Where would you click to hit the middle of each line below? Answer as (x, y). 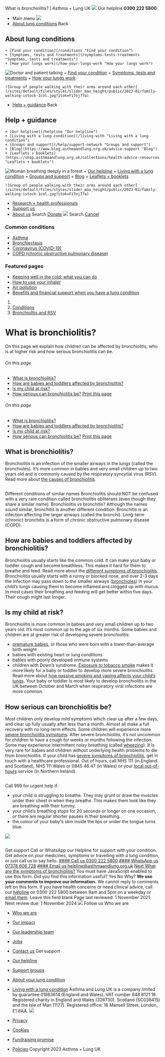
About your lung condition (39, 980)
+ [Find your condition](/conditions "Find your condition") (69, 50)
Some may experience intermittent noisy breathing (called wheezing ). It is (80, 745)
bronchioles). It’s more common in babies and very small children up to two (81, 469)
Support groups (28, 970)
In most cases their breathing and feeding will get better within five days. (79, 592)
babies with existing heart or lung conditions (57, 655)
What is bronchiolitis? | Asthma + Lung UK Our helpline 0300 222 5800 (81, 8)
